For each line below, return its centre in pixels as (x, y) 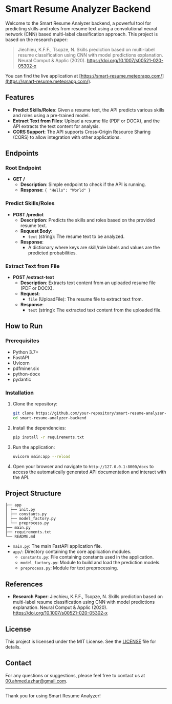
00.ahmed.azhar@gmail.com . (36, 681)
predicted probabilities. (52, 253)
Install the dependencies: (39, 428)
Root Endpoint (23, 168)
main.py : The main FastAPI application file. (57, 546)
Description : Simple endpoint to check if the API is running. (83, 184)
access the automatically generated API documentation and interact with (89, 472)
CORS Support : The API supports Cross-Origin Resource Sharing (82, 132)
